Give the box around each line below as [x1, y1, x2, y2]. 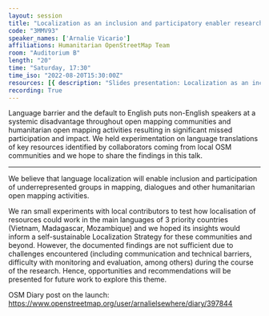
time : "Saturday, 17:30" [8, 64, 91, 72]
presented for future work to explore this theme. [8, 274, 167, 285]
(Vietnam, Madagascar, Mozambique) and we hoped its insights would [8, 224, 240, 233]
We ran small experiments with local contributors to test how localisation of [8, 206, 256, 217]
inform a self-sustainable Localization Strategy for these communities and [8, 232, 252, 241]
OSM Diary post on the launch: [8, 290, 110, 300]
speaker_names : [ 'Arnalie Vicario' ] [8, 34, 130, 43]
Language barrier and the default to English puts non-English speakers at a [8, 108, 256, 118]
